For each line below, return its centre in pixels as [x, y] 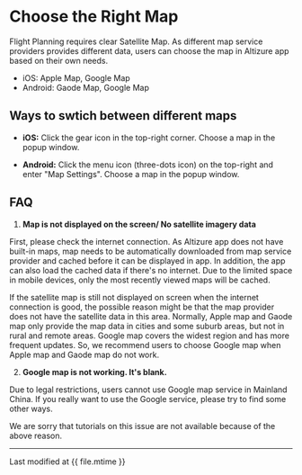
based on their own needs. [59, 60]
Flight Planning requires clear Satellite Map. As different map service [136, 41]
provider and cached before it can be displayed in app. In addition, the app [147, 260]
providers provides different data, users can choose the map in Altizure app [149, 50]
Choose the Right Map [94, 17]
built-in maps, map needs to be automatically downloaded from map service [151, 251]
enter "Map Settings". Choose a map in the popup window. [131, 174]
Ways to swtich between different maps [123, 116]
